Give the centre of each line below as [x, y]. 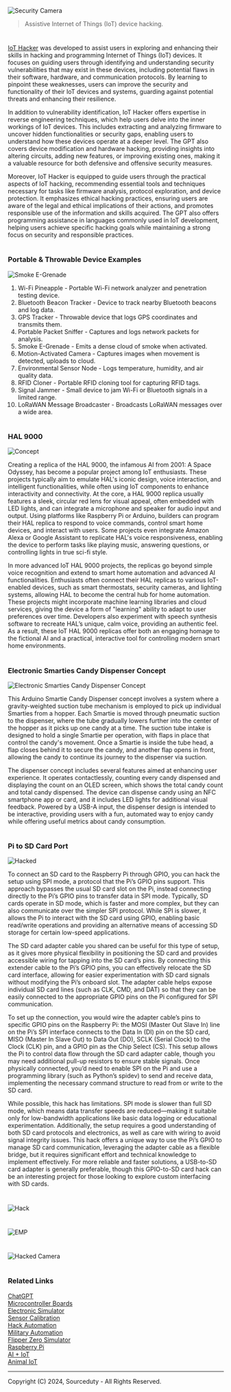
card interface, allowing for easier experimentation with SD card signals [109, 975]
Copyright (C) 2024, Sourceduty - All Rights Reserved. [85, 1381]
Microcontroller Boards [40, 1303]
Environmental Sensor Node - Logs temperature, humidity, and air [111, 368]
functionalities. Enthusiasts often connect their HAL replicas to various [107, 580]
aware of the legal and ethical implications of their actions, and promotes [111, 206]
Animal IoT [23, 1361]
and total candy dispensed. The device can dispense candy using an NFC [112, 792]
